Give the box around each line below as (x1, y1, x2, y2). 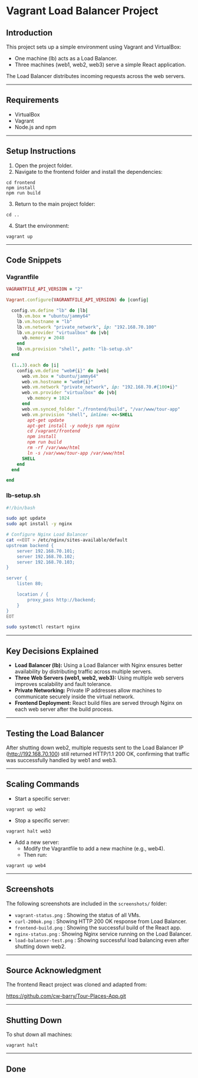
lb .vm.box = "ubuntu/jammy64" (16, 313, 91, 319)
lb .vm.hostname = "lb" (16, 318, 72, 325)
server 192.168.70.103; (16, 559, 75, 565)
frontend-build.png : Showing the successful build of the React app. (14, 924, 181, 931)
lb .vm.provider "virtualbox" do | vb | (16, 329, 110, 335)
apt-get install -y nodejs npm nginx (27, 423, 120, 429)
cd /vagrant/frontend (27, 428, 81, 434)
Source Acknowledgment (6, 966, 101, 975)
